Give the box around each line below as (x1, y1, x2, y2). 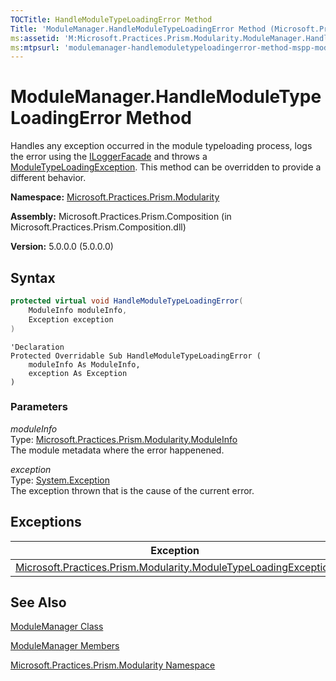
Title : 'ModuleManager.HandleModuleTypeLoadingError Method (10, 24, 267, 34)
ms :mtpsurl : (10, 42, 60, 53)
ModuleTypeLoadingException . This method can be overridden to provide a (10, 161, 322, 173)
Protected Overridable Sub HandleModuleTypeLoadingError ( (10, 351, 262, 361)
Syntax (10, 269, 56, 286)
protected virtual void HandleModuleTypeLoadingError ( (10, 296, 244, 306)
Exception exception (28, 314, 114, 325)
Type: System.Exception (10, 474, 111, 486)
